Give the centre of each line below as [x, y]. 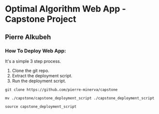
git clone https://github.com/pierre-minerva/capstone [61, 90]
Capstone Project [41, 19]
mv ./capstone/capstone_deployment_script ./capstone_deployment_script [80, 98]
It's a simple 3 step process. [33, 61]
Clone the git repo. [30, 71]
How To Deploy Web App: [36, 51]
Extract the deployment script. [42, 75]
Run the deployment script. [39, 81]
